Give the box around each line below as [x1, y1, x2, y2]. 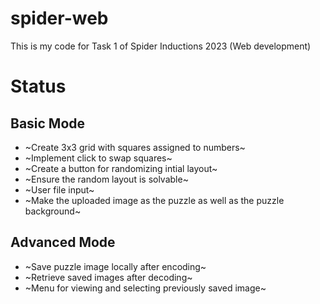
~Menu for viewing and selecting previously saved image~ [24, 282, 267, 294]
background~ [24, 205, 82, 217]
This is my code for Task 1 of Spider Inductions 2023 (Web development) [10, 40, 312, 52]
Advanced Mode [10, 234, 116, 251]
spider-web [10, 7, 109, 30]
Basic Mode [10, 115, 86, 132]
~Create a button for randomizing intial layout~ [24, 162, 218, 174]
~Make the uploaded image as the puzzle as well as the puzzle [24, 194, 285, 206]
